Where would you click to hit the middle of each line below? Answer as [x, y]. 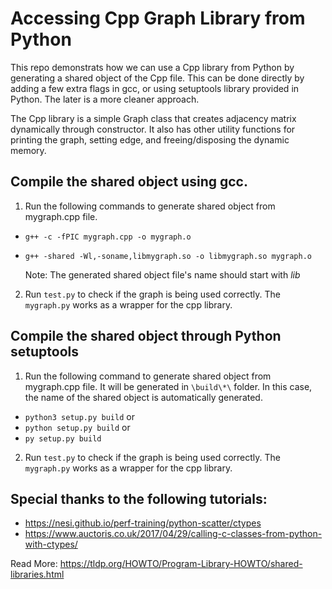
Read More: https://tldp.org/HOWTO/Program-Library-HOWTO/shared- [156, 564]
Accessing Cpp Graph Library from [158, 18]
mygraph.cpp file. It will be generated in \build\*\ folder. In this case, [168, 386]
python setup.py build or [77, 427]
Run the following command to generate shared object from [148, 376]
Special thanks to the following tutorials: [139, 498]
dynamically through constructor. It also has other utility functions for [153, 129]
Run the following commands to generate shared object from [150, 206]
